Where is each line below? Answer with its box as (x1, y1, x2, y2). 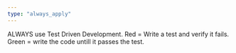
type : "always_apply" (7, 10, 72, 18)
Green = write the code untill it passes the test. (7, 37, 144, 46)
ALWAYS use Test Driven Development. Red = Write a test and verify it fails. (7, 30, 230, 38)
